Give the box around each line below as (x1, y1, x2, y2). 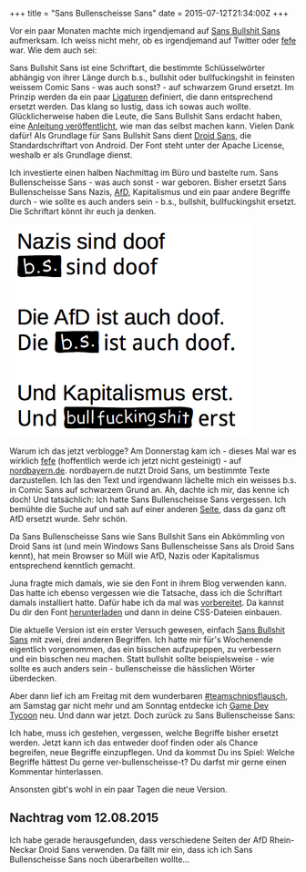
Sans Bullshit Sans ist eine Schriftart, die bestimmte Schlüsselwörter (9, 63, 266, 73)
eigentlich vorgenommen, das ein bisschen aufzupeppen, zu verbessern (9, 644, 281, 654)
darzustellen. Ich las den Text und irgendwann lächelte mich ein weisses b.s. (9, 475, 298, 486)
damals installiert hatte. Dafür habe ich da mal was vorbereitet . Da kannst (9, 597, 284, 608)
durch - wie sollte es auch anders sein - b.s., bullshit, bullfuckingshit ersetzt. (9, 196, 297, 207)
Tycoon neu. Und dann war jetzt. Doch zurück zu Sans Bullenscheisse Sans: (9, 710, 296, 721)
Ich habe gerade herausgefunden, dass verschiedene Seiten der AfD (9, 834, 268, 846)
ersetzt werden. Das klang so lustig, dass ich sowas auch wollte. (9, 101, 252, 112)
